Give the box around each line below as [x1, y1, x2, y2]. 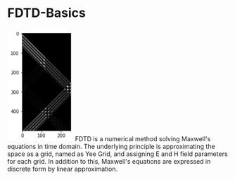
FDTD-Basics [7, 5, 86, 21]
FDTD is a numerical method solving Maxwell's [75, 135, 211, 143]
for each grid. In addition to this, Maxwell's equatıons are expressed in [7, 157, 211, 166]
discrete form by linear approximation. [7, 164, 118, 174]
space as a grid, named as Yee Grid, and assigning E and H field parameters [7, 150, 228, 158]
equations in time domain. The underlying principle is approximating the [7, 143, 216, 151]
